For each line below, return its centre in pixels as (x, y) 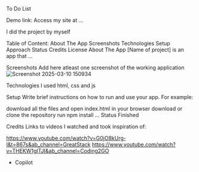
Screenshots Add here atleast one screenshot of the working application (95, 67)
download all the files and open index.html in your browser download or (94, 109)
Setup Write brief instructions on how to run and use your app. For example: (99, 97)
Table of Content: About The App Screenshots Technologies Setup (88, 43)
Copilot (24, 162)
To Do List (19, 9)
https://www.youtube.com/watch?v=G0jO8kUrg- (66, 138)
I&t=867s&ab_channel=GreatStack (48, 145)
